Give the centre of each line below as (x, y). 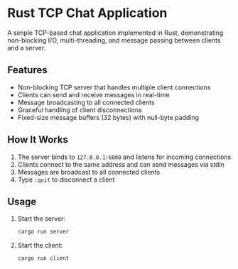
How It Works (38, 140)
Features (27, 70)
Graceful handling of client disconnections (80, 110)
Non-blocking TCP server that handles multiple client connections (114, 87)
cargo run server (43, 232)
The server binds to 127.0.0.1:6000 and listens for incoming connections (124, 157)
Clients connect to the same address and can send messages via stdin (121, 164)
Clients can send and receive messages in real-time (93, 94)
